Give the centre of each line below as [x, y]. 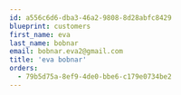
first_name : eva [40, 34]
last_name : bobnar [44, 43]
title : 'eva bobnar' [48, 60]
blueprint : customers [50, 26]
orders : [24, 69]
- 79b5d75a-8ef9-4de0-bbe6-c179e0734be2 [95, 77]
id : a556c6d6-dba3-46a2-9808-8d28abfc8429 [90, 18]
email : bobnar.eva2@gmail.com [67, 52]
